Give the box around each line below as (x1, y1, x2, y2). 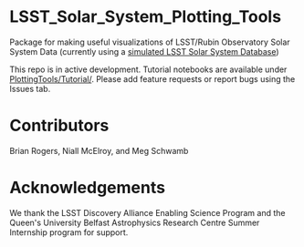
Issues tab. (9, 83, 51, 94)
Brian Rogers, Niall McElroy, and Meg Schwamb (9, 145, 189, 156)
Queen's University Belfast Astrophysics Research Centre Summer (9, 217, 260, 228)
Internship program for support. (9, 226, 129, 238)
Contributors (9, 116, 110, 136)
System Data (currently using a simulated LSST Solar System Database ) (9, 46, 280, 57)
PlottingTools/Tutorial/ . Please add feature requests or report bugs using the (9, 73, 296, 84)
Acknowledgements (9, 178, 166, 198)
